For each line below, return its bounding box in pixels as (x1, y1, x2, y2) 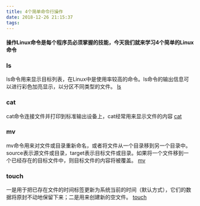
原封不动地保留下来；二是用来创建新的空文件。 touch (16, 194, 147, 201)
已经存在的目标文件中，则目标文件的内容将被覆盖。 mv (11, 157, 146, 164)
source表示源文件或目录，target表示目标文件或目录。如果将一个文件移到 (6, 149, 184, 156)
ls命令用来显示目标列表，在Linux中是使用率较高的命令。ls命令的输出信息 (6, 75, 185, 83)
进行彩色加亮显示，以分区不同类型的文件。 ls (11, 83, 121, 90)
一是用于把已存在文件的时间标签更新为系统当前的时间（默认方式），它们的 (6, 186, 186, 194)
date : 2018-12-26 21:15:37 (6, 14, 73, 20)
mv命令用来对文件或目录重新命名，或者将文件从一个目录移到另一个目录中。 (6, 142, 191, 149)
